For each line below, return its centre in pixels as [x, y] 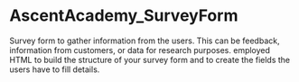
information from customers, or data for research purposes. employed [140, 50]
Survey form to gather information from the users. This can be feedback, [145, 41]
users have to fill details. [55, 69]
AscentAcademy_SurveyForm [124, 16]
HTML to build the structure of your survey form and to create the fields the [150, 59]
